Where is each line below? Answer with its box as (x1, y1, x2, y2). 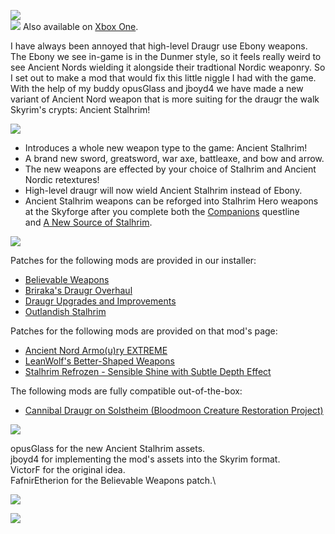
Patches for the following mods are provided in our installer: (10, 255, 257, 266)
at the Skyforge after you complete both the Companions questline (24, 206, 300, 217)
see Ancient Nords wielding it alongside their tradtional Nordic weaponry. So (10, 61, 326, 73)
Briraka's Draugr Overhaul (24, 285, 133, 296)
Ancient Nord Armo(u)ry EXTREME (24, 345, 168, 356)
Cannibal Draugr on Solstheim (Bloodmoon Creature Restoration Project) (24, 405, 324, 416)
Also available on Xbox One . (22, 21, 139, 32)
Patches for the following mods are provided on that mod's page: (10, 325, 278, 337)
